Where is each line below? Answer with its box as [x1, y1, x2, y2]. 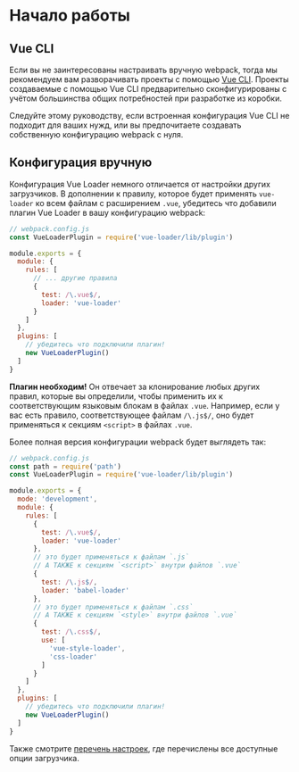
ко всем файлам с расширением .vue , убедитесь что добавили [35, 197, 277, 208]
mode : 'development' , [17, 494, 98, 504]
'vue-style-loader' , [48, 643, 126, 652]
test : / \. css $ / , [41, 627, 102, 636]
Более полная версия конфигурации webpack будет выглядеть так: [9, 436, 266, 447]
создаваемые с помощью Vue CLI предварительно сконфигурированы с [9, 84, 287, 94]
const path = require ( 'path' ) [9, 461, 122, 471]
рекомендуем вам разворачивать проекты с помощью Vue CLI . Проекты [9, 74, 289, 85]
